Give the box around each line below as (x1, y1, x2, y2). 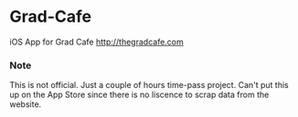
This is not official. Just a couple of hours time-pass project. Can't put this (9, 80, 290, 91)
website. (9, 99, 42, 110)
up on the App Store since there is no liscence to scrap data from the (9, 89, 270, 101)
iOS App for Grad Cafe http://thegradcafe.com (9, 36, 185, 47)
